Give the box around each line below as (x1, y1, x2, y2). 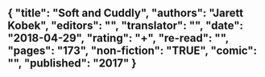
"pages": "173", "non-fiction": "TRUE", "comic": (7, 44, 258, 58)
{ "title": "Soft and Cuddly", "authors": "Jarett (7, 6, 244, 20)
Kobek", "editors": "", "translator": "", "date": (7, 19, 243, 33)
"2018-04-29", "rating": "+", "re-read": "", (7, 31, 229, 45)
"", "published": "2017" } (7, 56, 137, 71)
